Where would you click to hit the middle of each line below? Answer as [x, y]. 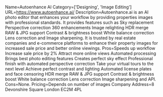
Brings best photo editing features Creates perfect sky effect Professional [79, 58]
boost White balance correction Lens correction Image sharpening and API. [81, 79]
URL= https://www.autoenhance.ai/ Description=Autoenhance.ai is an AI [77, 12]
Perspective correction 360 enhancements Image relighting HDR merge [77, 28]
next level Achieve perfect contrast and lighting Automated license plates [78, 69]
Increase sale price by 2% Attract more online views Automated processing [81, 53]
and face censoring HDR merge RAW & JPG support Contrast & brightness [80, 74]
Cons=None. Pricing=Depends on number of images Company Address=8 [80, 84]
